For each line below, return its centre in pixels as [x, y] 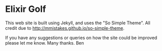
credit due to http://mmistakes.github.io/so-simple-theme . [65, 28]
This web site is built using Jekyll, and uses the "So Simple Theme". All [78, 23]
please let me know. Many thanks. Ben [45, 43]
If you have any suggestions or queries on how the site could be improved [81, 38]
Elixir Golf [26, 9]
